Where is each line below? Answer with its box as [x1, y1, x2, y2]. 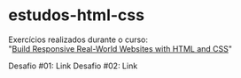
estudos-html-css [8, 5, 145, 25]
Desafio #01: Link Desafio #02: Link [8, 60, 138, 71]
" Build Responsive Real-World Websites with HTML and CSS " [8, 43, 232, 53]
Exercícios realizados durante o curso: [8, 34, 148, 45]
